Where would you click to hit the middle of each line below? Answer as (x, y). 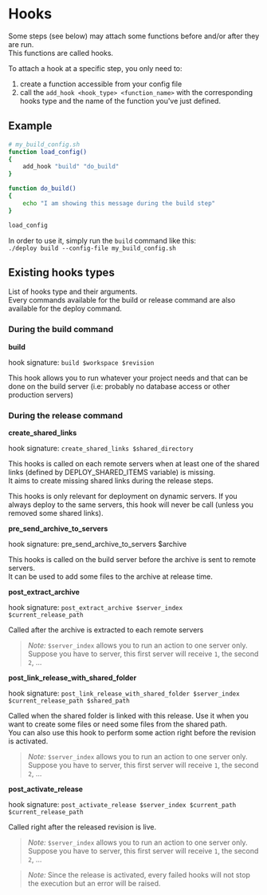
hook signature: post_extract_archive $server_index (96, 607)
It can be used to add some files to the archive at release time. (111, 576)
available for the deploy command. (65, 309)
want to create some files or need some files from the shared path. (118, 724)
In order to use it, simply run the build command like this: (102, 240)
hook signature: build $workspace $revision (81, 362)
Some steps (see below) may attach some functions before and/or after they (134, 36)
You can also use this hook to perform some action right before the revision (132, 732)
